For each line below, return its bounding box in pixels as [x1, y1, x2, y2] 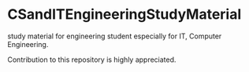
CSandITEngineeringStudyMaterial [7, 5, 242, 23]
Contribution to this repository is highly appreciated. [7, 55, 177, 64]
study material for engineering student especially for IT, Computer [7, 31, 222, 41]
